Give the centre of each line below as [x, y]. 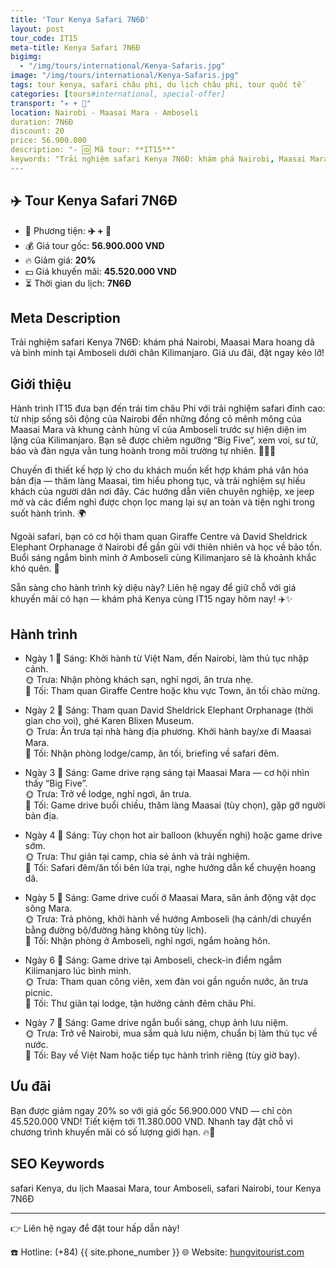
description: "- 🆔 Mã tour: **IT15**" [93, 150]
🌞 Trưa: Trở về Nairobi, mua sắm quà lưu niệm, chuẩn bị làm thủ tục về [171, 1033]
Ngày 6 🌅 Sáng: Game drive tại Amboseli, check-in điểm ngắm [153, 960]
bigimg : [26, 57]
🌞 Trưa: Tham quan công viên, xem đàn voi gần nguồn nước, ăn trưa [166, 981]
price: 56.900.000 [48, 141]
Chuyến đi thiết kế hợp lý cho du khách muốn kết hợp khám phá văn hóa [159, 470]
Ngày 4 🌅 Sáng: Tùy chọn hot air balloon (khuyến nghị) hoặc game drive [173, 835]
